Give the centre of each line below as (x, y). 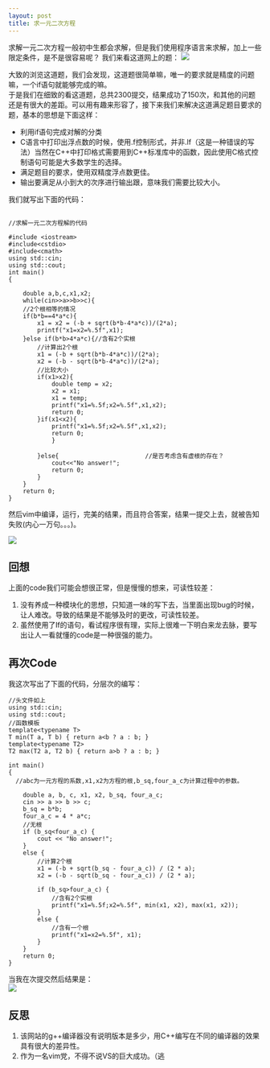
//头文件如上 (27, 701)
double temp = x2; (82, 384)
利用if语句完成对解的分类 (61, 132)
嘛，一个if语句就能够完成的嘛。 (60, 85)
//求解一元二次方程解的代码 (48, 223)
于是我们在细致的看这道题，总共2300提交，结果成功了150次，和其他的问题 (132, 94)
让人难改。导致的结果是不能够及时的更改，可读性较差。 (111, 615)
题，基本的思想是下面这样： (54, 114)
